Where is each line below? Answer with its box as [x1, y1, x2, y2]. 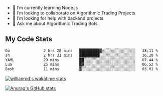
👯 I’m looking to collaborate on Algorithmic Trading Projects [12, 10, 135, 16]
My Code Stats [5, 35, 53, 43]
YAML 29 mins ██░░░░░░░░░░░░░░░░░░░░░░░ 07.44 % [5, 57, 158, 62]
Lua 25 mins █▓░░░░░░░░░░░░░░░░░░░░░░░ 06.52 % [5, 62, 158, 67]
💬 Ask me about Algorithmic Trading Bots [12, 20, 98, 26]
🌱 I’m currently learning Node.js [12, 5, 78, 10]
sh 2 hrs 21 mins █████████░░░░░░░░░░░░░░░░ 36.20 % [5, 53, 158, 58]
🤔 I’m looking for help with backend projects [12, 15, 104, 21]
